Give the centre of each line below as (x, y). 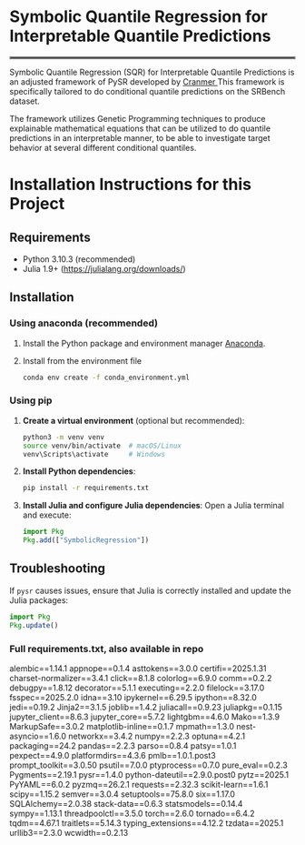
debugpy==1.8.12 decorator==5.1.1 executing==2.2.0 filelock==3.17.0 (137, 688)
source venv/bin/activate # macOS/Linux (102, 446)
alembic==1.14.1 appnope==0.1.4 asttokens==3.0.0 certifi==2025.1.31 (138, 668)
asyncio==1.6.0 (38, 736)
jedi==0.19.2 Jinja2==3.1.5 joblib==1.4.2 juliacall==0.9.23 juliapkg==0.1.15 (146, 707)
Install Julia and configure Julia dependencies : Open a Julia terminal (153, 506)
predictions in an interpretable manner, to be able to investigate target (140, 137)
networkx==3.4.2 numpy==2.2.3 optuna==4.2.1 (157, 736)
